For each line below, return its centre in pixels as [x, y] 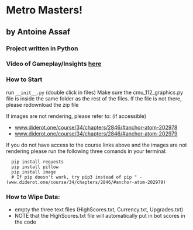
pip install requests [38, 162]
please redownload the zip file [42, 104]
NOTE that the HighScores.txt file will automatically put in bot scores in [100, 216]
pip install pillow [35, 167]
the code [25, 222]
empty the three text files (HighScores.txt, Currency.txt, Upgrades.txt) [99, 210]
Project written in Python [42, 48]
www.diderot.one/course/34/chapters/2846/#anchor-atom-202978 [96, 127]
